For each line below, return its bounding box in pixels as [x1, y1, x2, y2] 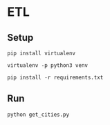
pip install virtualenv [7, 50, 76, 57]
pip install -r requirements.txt [7, 74, 104, 81]
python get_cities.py [7, 111, 70, 118]
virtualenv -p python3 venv [7, 62, 89, 69]
